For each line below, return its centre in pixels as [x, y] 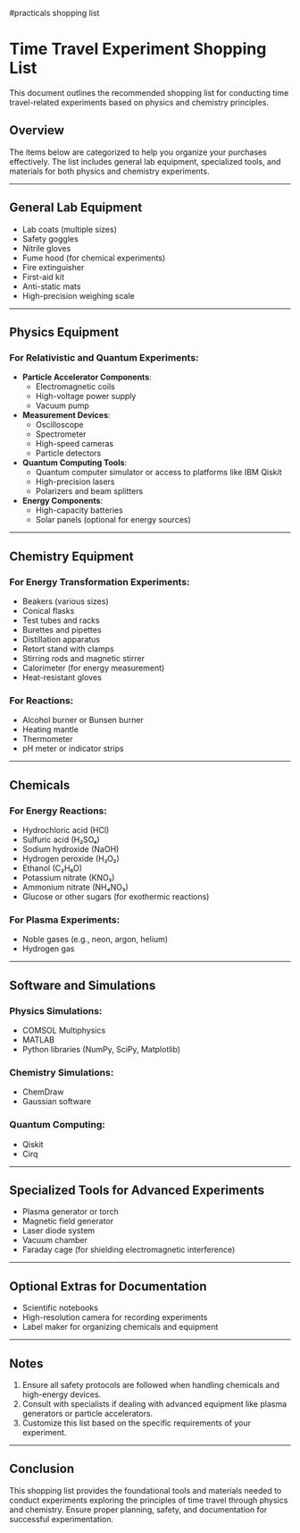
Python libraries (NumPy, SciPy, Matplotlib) [101, 1049]
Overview [37, 130]
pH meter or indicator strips [73, 749]
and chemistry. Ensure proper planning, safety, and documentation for [138, 1509]
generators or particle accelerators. [87, 1413]
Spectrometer [61, 434]
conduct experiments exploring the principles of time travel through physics [149, 1500]
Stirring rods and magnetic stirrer [83, 658]
